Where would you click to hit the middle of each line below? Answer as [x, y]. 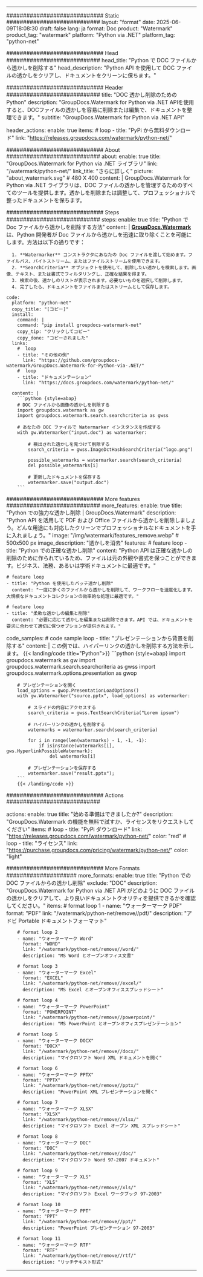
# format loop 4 [38, 1000]
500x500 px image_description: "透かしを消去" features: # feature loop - [97, 543]
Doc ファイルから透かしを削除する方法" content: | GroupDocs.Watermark [99, 227]
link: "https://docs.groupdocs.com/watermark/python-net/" [98, 382]
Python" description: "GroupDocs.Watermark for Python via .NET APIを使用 [100, 102]
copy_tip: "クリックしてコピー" [54, 332]
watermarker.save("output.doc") [69, 482]
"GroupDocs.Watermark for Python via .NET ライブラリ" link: [82, 163]
